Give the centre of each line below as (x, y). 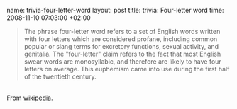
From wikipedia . (30, 98)
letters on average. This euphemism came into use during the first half (127, 69)
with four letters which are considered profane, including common (121, 39)
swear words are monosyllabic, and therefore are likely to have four (122, 62)
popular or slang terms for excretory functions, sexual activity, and (121, 46)
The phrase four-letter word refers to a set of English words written (122, 31)
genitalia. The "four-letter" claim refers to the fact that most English (122, 54)
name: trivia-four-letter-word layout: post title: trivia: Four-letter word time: (115, 10)
